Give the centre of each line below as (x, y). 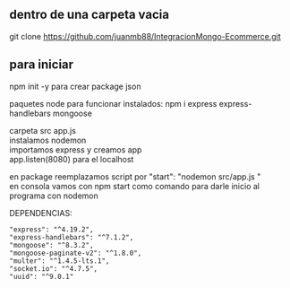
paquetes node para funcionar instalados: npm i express (113, 103)
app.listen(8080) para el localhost (72, 159)
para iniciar (42, 65)
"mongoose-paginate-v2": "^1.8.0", (76, 253)
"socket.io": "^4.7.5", (54, 268)
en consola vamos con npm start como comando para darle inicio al (134, 186)
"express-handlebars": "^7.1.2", (72, 237)
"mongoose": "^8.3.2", (51, 245)
